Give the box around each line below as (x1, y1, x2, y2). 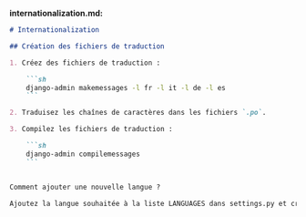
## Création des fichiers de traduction (9, 41, 166, 51)
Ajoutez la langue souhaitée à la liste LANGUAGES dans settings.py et (9, 199, 287, 208)
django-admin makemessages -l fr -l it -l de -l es (25, 83, 226, 92)
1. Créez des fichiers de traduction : (9, 58, 161, 67)
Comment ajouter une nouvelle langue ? (9, 182, 161, 191)
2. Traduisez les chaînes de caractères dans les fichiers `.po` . (9, 108, 267, 118)
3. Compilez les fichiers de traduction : (9, 125, 173, 134)
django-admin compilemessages (25, 150, 141, 159)
